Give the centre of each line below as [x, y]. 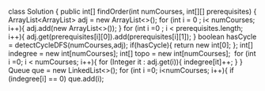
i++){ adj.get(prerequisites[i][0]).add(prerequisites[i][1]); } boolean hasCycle [132, 36]
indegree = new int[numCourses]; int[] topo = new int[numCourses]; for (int [132, 53]
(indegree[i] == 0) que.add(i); [56, 79]
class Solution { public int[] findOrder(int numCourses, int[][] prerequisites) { [132, 11]
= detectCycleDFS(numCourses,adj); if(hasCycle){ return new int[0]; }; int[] [131, 45]
